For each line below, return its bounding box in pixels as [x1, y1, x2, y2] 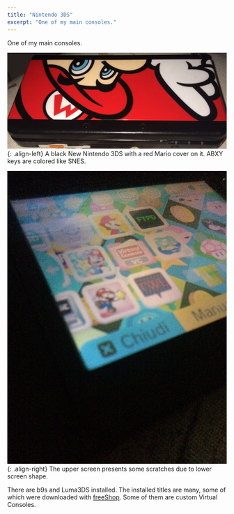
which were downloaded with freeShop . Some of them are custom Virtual [7, 493, 218, 501]
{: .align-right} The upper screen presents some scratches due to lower [7, 464, 212, 473]
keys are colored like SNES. [7, 157, 86, 165]
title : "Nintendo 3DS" [7, 11, 73, 18]
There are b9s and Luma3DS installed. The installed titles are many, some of [7, 485, 226, 494]
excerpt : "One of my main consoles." [7, 18, 117, 26]
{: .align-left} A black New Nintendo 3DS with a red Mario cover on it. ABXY [7, 150, 224, 158]
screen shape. [7, 472, 49, 481]
